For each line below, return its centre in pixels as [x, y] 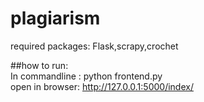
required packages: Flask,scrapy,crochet [94, 46]
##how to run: [39, 65]
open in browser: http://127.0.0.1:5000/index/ [102, 86]
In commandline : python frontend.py [86, 76]
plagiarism [55, 18]
